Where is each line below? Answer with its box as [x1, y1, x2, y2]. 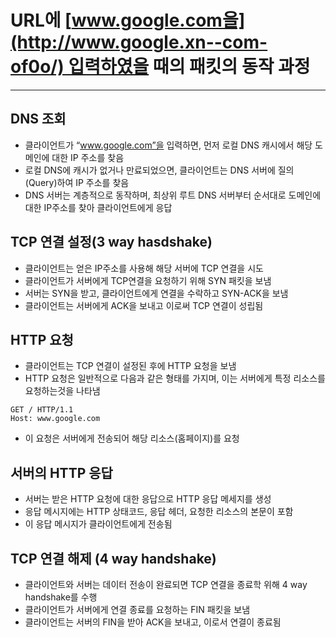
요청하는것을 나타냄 [24, 385, 101, 397]
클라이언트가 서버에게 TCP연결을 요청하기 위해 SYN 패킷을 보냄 [24, 274, 272, 286]
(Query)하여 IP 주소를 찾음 [24, 176, 130, 188]
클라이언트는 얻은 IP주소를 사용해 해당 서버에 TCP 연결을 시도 [24, 262, 264, 274]
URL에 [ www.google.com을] [10, 9, 246, 32]
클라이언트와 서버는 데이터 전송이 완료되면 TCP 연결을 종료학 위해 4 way [24, 579, 308, 590]
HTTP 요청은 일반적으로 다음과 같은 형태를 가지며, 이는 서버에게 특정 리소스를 [24, 372, 326, 385]
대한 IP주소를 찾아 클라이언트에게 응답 [24, 201, 173, 213]
